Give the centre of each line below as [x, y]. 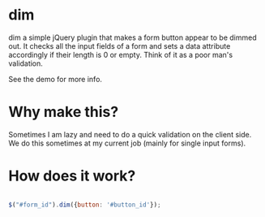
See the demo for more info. [56, 79]
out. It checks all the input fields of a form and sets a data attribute [120, 46]
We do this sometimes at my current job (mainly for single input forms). [127, 143]
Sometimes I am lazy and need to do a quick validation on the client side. [130, 134]
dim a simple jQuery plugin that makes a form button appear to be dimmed [132, 37]
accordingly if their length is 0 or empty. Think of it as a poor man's [121, 54]
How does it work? [72, 176]
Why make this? [64, 112]
